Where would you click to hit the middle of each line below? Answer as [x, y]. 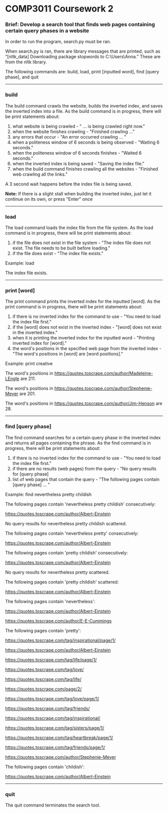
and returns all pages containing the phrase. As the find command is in [78, 443]
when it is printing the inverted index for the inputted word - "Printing [83, 338]
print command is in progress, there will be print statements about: [74, 307]
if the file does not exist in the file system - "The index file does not [81, 243]
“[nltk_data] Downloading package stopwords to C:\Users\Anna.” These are [83, 57]
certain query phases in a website [47, 31]
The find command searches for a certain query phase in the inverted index [83, 437]
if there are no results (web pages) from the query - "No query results [84, 469]
